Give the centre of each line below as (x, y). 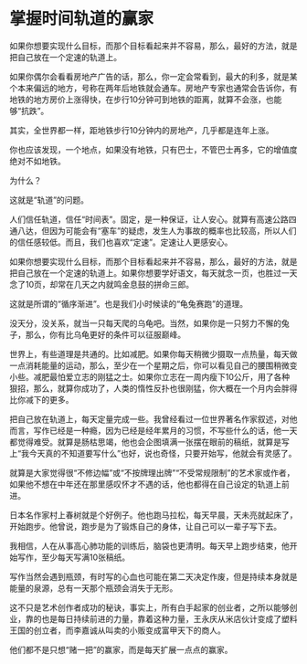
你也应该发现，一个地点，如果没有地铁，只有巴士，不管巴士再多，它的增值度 (153, 149)
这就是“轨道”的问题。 (49, 200)
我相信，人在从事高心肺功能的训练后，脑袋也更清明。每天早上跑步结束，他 (149, 545)
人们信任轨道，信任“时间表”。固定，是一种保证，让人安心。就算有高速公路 (149, 219)
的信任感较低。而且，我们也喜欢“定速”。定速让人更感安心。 (121, 242)
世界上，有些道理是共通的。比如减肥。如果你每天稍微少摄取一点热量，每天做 (153, 353)
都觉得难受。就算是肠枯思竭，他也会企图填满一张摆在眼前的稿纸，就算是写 (149, 442)
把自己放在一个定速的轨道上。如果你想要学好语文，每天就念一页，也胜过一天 (153, 273)
